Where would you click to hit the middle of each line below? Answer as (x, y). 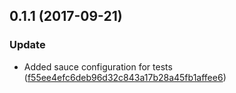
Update (27, 45)
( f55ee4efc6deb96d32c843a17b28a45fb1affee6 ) (125, 77)
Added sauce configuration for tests (98, 66)
